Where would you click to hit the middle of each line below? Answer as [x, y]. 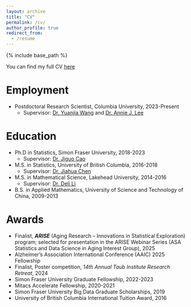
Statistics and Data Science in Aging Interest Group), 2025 [85, 248]
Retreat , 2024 [31, 273]
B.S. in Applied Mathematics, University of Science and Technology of [99, 189]
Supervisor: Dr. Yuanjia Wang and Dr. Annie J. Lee [84, 112]
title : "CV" [20, 17]
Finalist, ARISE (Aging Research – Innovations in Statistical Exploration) [100, 236]
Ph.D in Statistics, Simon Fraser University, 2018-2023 [80, 152]
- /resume [23, 39]
